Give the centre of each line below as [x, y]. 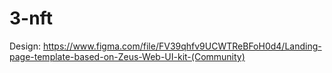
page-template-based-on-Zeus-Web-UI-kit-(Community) [127, 56]
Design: [25, 46]
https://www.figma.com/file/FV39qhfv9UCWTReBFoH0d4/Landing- [182, 46]
